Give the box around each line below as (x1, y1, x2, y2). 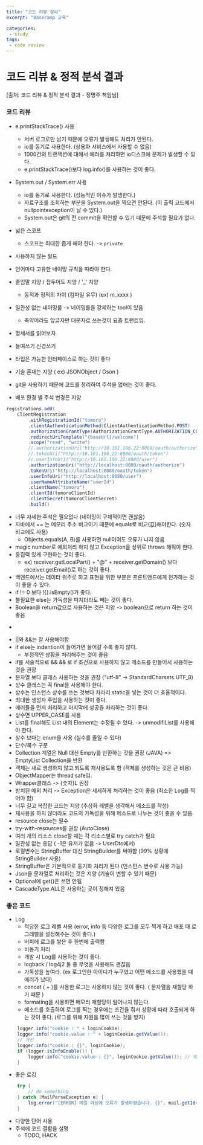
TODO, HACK (24, 1131, 57, 1139)
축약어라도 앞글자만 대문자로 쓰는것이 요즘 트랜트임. (24, 317, 146, 324)
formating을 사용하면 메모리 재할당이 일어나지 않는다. (24, 998, 150, 1006)
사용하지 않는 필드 (14, 253, 57, 260)
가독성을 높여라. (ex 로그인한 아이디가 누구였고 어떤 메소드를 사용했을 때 (24, 968, 193, 976)
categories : (6, 25, 36, 31)
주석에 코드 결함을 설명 (14, 1124, 69, 1132)
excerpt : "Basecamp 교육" (6, 15, 69, 21)
